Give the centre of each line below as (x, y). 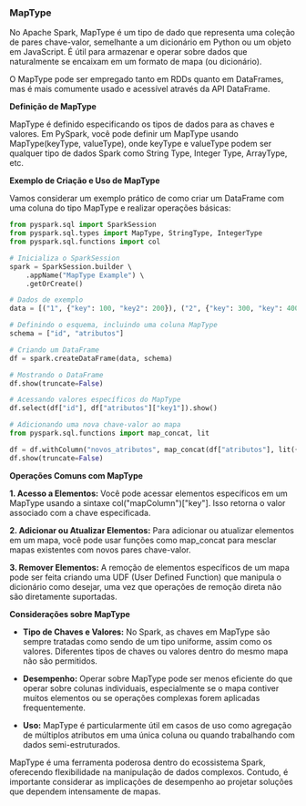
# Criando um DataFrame (55, 350)
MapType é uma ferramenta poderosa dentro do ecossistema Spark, (138, 762)
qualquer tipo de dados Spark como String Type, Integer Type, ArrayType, (148, 153)
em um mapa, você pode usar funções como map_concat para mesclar (143, 540)
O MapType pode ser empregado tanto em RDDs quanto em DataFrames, (147, 79)
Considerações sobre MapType (70, 614)
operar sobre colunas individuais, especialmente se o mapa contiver (151, 688)
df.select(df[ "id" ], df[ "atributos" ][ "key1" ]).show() (114, 408)
